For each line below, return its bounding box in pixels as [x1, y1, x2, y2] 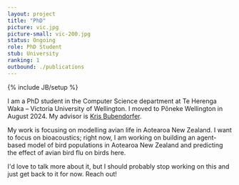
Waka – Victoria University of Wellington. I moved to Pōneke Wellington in [7, 104, 223, 112]
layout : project [7, 10, 56, 18]
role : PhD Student [7, 43, 62, 51]
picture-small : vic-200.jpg [7, 30, 91, 38]
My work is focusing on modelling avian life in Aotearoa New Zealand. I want [7, 125, 232, 134]
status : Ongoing [7, 37, 56, 44]
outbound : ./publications [7, 63, 84, 70]
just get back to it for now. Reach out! [7, 169, 118, 178]
